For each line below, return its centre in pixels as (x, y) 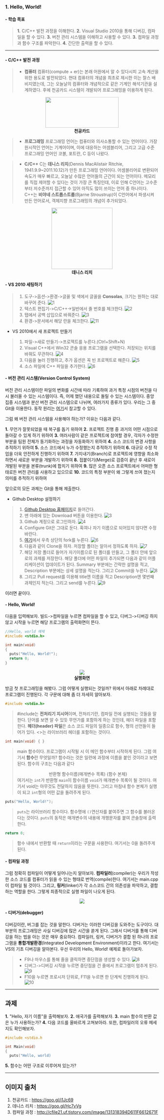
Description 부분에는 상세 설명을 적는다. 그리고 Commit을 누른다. (86, 570)
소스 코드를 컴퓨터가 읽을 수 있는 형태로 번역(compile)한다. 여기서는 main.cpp (84, 879)
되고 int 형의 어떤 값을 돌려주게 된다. (57, 792)
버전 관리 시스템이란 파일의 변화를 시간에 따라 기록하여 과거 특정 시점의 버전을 (79, 390)
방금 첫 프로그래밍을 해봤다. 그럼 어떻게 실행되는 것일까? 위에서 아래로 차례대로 (80, 688)
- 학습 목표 (15, 19)
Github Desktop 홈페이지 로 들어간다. (60, 509)
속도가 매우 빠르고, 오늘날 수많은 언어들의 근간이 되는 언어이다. (83, 176)
